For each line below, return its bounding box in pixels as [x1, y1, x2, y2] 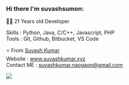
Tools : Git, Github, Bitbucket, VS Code [6, 36, 99, 42]
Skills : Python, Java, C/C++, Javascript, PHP [6, 29, 115, 36]
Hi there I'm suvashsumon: [6, 5, 85, 13]
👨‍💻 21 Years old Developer [6, 18, 70, 25]
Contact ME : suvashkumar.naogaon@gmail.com [6, 62, 123, 69]
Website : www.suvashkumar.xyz [6, 55, 86, 62]
